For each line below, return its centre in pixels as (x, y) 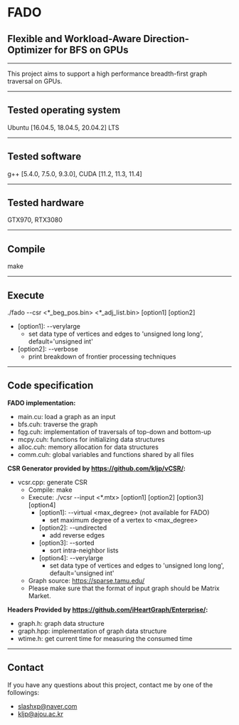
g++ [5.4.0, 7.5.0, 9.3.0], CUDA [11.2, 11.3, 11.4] (75, 174)
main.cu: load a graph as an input (67, 416)
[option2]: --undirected (73, 528)
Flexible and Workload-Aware (74, 39)
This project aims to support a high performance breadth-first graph (107, 73)
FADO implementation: (42, 403)
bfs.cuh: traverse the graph (58, 424)
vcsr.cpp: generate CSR (52, 482)
